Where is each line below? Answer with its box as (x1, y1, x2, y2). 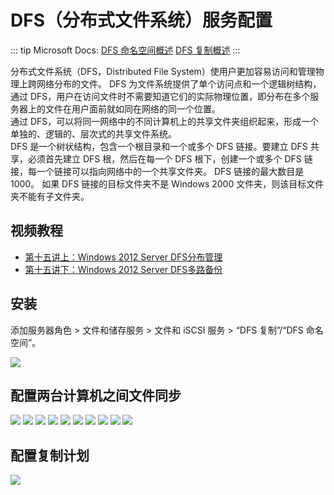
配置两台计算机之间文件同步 (10, 387, 182, 404)
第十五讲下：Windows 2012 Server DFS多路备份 (24, 263, 223, 275)
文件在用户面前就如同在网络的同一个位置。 (44, 102, 221, 115)
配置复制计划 (10, 447, 90, 464)
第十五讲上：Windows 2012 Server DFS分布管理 (24, 251, 223, 263)
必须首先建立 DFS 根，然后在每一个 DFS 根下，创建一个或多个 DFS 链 (27, 152, 313, 165)
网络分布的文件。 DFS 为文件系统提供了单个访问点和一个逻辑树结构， (36, 77, 322, 90)
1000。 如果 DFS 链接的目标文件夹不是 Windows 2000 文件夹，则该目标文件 (10, 177, 325, 190)
